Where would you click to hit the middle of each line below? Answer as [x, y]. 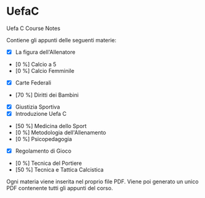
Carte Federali [33, 83]
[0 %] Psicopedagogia [44, 139]
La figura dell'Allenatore [45, 52]
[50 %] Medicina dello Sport [51, 126]
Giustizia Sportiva [37, 107]
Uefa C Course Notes [33, 28]
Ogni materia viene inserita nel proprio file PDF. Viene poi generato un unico [102, 181]
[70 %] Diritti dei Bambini [47, 95]
